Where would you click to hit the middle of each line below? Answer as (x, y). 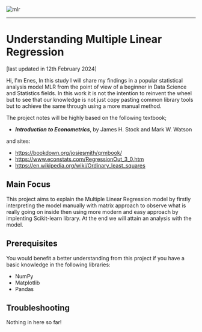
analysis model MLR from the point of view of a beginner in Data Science (96, 87)
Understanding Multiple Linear (84, 39)
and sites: (18, 141)
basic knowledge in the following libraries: (58, 265)
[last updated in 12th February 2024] (52, 69)
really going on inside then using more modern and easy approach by (92, 211)
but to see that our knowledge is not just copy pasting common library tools (100, 99)
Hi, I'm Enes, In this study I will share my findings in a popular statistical (95, 80)
